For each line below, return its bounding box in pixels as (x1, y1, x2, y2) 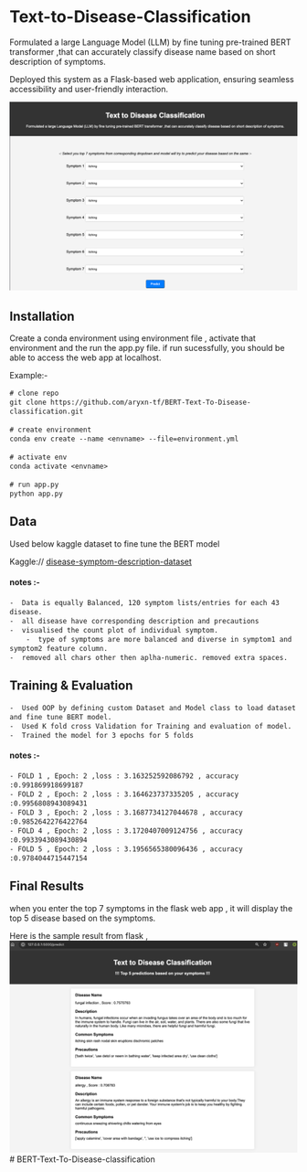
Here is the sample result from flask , (9, 930, 149, 941)
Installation (9, 308, 75, 324)
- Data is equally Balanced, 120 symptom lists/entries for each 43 (9, 599, 281, 608)
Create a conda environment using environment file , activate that (9, 333, 256, 344)
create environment (17, 425, 92, 434)
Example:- (9, 370, 48, 380)
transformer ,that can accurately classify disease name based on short (9, 46, 276, 57)
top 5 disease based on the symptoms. (9, 912, 156, 923)
